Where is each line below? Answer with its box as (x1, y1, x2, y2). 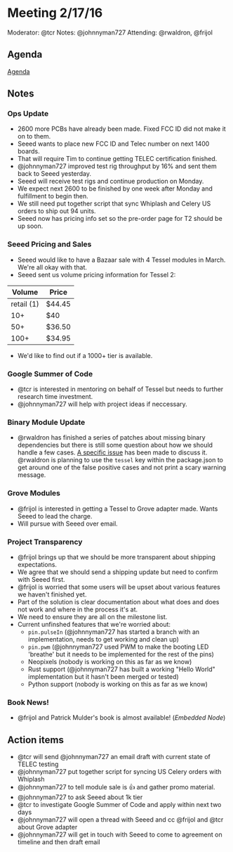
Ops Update (7, 109, 49, 119)
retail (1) (11, 299, 40, 309)
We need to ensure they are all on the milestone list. (17, 612, 168, 621)
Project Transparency (7, 537, 83, 547)
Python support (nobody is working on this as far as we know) (27, 680, 208, 688)
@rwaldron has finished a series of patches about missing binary (17, 433, 206, 442)
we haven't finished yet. (17, 590, 87, 599)
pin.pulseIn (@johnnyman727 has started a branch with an (27, 628, 200, 636)
